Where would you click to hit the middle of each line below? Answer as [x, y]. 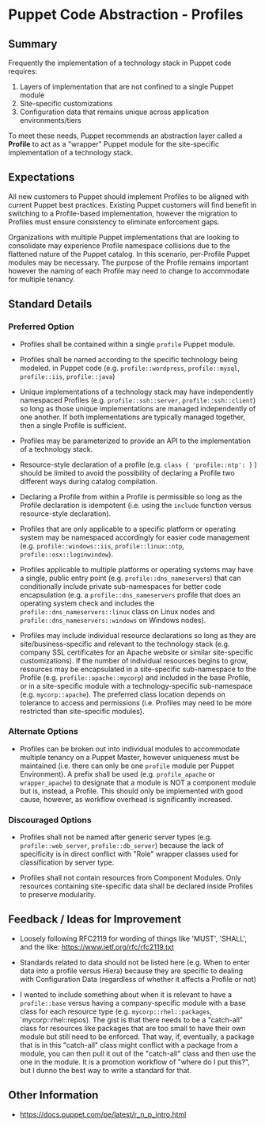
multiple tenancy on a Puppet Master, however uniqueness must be [129, 757]
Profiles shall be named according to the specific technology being [129, 359]
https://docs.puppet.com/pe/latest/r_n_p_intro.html [103, 1114]
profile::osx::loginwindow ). [66, 554]
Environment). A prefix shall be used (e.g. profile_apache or [117, 774]
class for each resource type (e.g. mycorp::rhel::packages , [115, 1011]
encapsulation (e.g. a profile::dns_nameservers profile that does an [130, 594]
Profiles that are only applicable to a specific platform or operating [127, 529]
